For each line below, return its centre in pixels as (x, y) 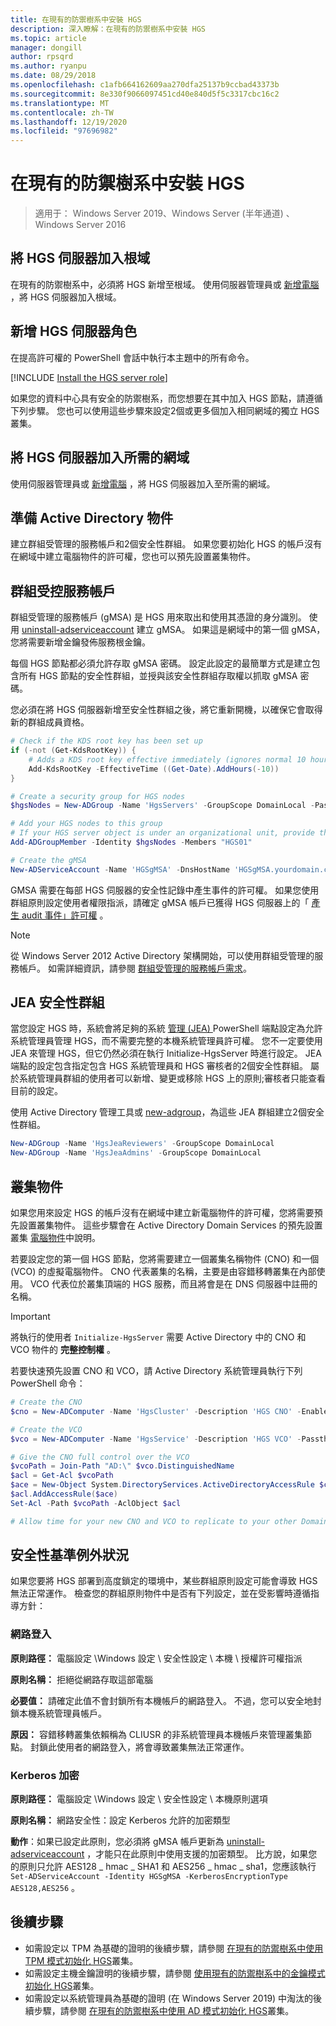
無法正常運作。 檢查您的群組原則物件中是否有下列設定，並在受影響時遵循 (160, 1593)
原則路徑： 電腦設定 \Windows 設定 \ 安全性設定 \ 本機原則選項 (139, 1799)
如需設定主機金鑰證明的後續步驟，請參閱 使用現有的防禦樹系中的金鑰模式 (175, 1973)
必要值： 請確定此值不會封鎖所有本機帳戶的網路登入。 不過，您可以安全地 (161, 1700)
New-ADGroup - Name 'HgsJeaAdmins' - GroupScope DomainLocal (136, 1153)
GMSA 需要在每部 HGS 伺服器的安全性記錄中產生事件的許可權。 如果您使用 (165, 890)
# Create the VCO (46, 1429)
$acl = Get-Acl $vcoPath (62, 1476)
